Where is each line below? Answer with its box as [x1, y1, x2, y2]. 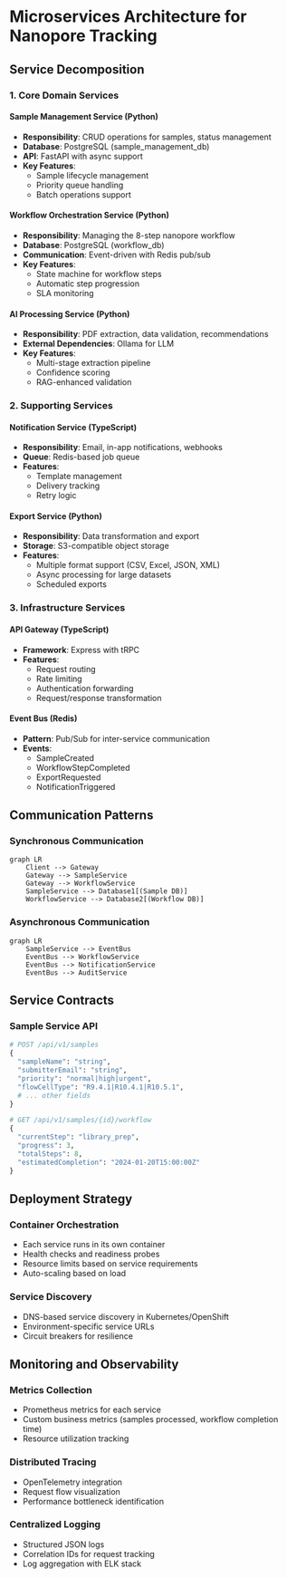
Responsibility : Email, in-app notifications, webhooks [22, 442, 224, 453]
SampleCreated [35, 752, 95, 763]
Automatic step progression [35, 278, 140, 289]
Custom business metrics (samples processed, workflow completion [22, 1414, 279, 1425]
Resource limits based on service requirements [22, 1258, 198, 1269]
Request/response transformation [35, 692, 162, 703]
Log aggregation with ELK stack [22, 1558, 142, 1569]
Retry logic [35, 490, 77, 501]
